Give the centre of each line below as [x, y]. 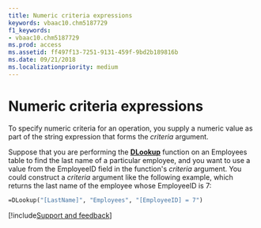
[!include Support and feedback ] [60, 215]
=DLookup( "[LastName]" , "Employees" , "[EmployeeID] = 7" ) [106, 200]
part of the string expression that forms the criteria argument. [108, 136]
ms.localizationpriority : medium [63, 67]
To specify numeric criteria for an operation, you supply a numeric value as [130, 128]
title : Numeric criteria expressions [70, 15]
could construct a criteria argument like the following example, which [121, 177]
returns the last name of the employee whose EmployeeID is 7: [110, 185]
